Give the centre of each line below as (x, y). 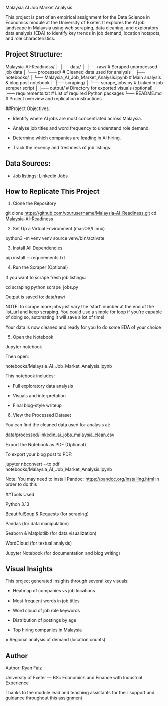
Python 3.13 (17, 504)
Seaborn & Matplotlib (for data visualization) (51, 533)
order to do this (21, 484)
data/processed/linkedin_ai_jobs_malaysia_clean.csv (60, 435)
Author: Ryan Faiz (24, 668)
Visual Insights (29, 569)
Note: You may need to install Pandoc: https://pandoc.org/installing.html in (82, 479)
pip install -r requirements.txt (35, 258)
